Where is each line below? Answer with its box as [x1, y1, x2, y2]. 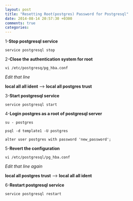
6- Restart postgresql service [5, 182, 64, 188]
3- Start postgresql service [5, 93, 59, 99]
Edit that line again [5, 163, 43, 170]
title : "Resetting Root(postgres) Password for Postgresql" [5, 12, 129, 16]
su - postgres [5, 120, 34, 125]
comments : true [5, 20, 36, 26]
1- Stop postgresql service [5, 38, 58, 44]
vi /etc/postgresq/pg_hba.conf [5, 66, 68, 71]
